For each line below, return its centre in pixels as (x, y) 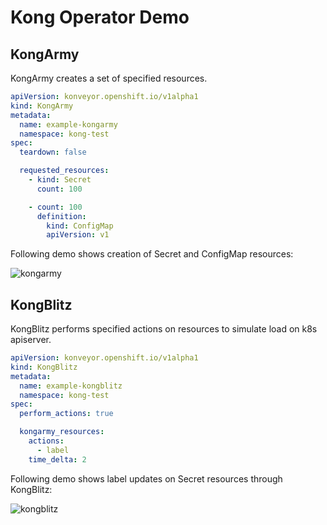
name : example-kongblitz (71, 386)
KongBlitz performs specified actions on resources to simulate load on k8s (164, 329)
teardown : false (53, 152)
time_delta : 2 (57, 459)
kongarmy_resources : (62, 432)
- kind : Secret (60, 180)
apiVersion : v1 (78, 235)
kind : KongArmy (42, 106)
